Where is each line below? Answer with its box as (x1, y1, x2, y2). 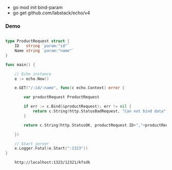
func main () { (5, 62, 36, 67)
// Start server (14, 141, 50, 146)
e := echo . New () (14, 76, 50, 81)
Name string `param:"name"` (14, 48, 74, 53)
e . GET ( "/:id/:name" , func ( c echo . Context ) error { (14, 86, 125, 91)
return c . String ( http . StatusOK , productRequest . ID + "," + (24, 122, 145, 128)
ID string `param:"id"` (14, 44, 70, 49)
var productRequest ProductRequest (24, 95, 100, 100)
